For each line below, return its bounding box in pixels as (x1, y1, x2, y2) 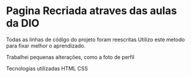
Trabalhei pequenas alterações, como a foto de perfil (6, 53, 135, 60)
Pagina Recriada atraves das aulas (6, 4, 177, 18)
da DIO (6, 16, 40, 30)
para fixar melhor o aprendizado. (6, 42, 86, 49)
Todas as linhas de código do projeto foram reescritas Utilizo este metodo (6, 36, 185, 43)
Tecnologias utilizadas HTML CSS (6, 65, 88, 72)
